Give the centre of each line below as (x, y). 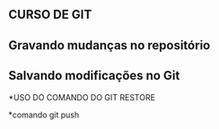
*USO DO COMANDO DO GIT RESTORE (82, 97)
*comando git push (44, 115)
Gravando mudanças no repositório (109, 45)
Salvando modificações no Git (94, 76)
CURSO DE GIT (50, 15)
